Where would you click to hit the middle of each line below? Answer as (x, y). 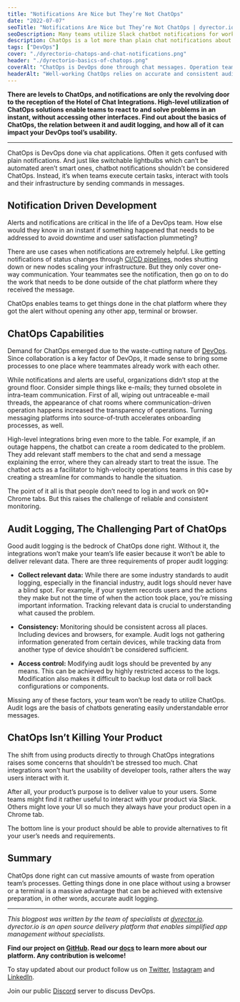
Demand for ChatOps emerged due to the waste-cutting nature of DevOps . (117, 351)
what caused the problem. (56, 612)
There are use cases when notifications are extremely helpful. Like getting (116, 252)
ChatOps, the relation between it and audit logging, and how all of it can (116, 124)
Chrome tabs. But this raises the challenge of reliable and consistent (108, 499)
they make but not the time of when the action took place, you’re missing (125, 597)
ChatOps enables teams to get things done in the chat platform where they (117, 304)
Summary (30, 858)
